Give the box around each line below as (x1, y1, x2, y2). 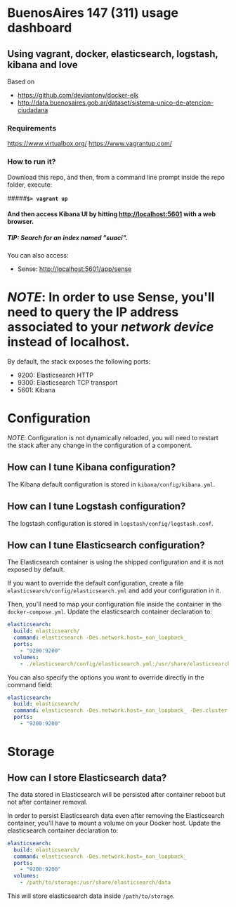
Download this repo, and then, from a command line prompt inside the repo (7, 173, 225, 181)
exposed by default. (7, 565, 65, 574)
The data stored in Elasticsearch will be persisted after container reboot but (7, 790, 226, 798)
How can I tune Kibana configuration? (7, 461, 176, 473)
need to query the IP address (7, 304, 179, 320)
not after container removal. (7, 797, 88, 806)
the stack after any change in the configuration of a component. (7, 441, 192, 450)
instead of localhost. (7, 334, 130, 350)
